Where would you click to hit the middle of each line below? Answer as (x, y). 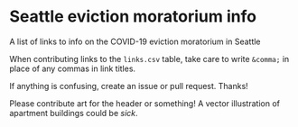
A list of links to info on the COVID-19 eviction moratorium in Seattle (135, 41)
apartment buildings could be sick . (74, 113)
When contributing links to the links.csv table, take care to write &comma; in (149, 59)
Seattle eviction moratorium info (133, 17)
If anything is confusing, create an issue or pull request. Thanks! (129, 86)
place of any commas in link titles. (73, 68)
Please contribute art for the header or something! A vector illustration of (144, 103)
